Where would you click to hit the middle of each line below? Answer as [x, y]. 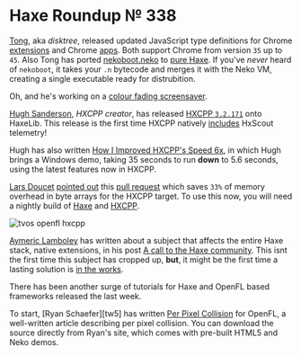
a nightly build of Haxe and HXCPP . [75, 205]
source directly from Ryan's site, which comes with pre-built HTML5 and [144, 333]
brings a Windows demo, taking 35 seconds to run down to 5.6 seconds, [144, 159]
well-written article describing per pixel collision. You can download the [142, 323]
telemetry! [28, 132]
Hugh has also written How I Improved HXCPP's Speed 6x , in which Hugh [145, 150]
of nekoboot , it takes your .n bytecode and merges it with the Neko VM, [141, 69]
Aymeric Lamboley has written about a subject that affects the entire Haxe [146, 240]
